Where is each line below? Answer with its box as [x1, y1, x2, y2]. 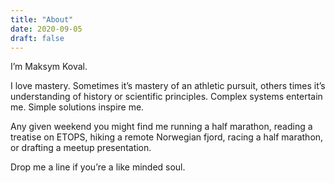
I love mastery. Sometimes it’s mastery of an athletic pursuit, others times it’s [10, 80, 326, 92]
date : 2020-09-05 [10, 24, 83, 34]
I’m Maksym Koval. [10, 61, 88, 73]
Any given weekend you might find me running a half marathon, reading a [10, 121, 313, 133]
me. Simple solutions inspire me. [10, 101, 145, 113]
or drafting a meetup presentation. [10, 142, 152, 154]
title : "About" [10, 14, 74, 25]
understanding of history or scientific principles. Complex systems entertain [10, 91, 323, 103]
